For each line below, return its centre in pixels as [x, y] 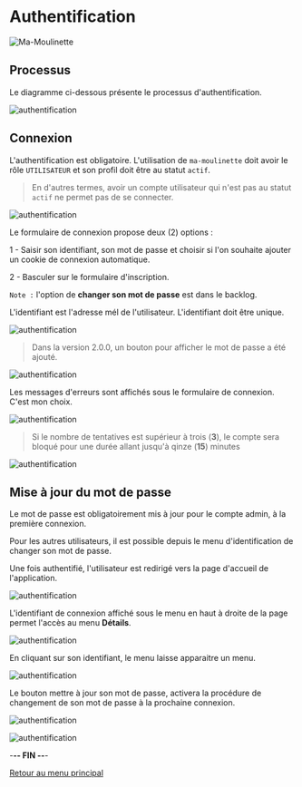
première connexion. [48, 524]
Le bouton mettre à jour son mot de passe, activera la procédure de [136, 693]
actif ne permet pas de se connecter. [102, 197]
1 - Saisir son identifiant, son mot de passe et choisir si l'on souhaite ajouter [151, 249]
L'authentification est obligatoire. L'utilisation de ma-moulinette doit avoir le [149, 160]
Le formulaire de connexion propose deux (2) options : [111, 232]
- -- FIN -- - [29, 755]
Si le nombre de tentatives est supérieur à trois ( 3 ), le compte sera [155, 436]
